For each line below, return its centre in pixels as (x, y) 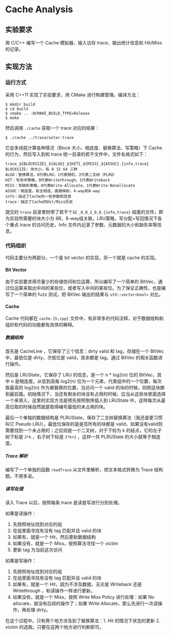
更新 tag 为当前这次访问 (37, 550)
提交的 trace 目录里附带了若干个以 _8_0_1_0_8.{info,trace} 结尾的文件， (82, 212)
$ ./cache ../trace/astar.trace (39, 137)
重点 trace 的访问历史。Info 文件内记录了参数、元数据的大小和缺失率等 (83, 225)
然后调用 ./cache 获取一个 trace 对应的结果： (52, 128)
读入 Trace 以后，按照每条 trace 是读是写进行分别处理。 (64, 503)
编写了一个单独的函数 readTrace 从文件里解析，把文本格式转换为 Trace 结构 (84, 470)
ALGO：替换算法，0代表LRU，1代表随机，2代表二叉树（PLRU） (61, 175)
